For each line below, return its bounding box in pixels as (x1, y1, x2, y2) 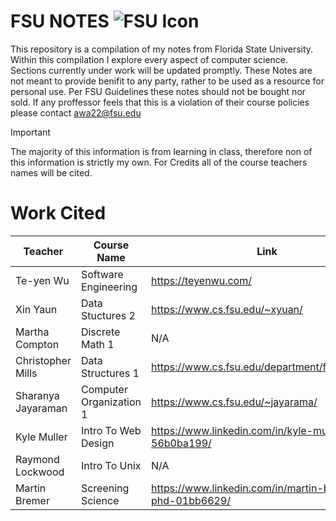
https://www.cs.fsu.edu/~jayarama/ (151, 395, 318, 409)
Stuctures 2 (80, 308, 136, 322)
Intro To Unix (80, 458, 142, 472)
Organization (80, 395, 142, 409)
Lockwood (15, 465, 65, 479)
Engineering (80, 280, 138, 294)
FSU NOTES (10, 10, 110, 33)
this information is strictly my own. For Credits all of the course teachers (10, 156, 308, 168)
